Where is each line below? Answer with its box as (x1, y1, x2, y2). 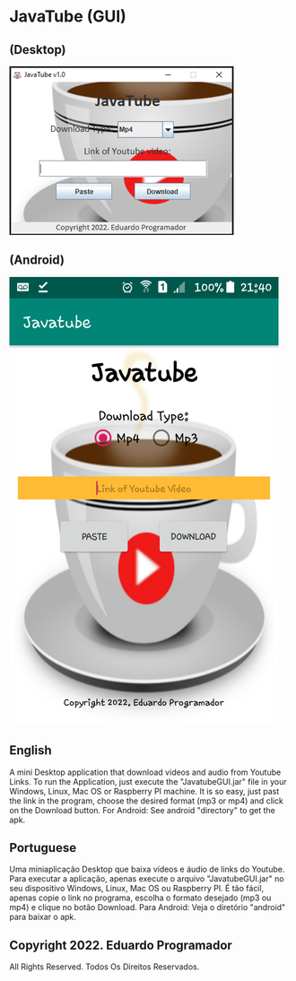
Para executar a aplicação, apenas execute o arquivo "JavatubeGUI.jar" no (9, 873, 284, 884)
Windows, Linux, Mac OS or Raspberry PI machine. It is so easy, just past (9, 786, 280, 796)
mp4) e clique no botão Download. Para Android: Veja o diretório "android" (9, 902, 286, 913)
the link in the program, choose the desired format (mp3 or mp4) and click (9, 795, 284, 806)
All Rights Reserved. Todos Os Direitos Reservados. (9, 961, 200, 972)
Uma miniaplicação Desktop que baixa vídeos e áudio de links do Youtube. (9, 864, 285, 875)
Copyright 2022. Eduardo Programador (9, 937, 233, 952)
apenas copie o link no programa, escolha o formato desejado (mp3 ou (9, 892, 272, 903)
